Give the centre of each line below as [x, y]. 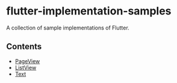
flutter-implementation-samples [89, 11]
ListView [26, 67]
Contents [24, 47]
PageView [27, 61]
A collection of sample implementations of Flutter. [68, 28]
